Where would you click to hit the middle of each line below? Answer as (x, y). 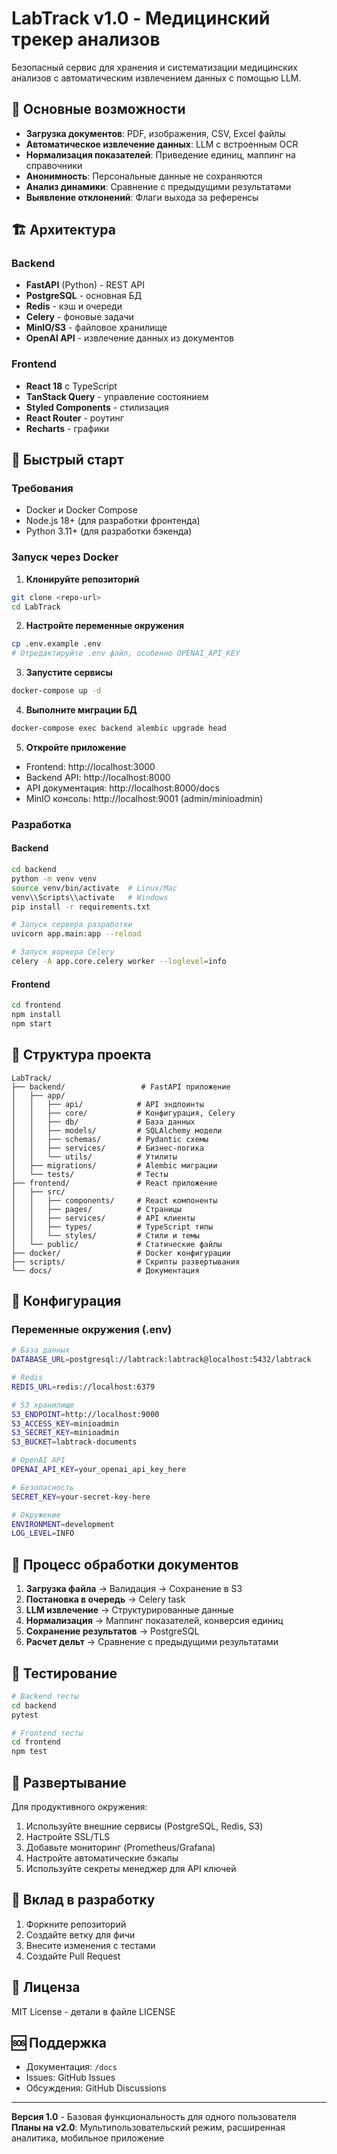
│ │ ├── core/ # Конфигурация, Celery (123, 1113)
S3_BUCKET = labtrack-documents (74, 1442)
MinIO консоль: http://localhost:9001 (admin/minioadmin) (144, 798)
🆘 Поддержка (59, 2043)
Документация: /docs (71, 2067)
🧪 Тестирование (64, 1673)
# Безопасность (43, 1487)
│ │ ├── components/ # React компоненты (114, 1200)
